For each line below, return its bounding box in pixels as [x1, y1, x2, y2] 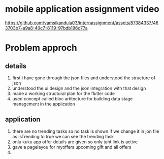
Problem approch [5, 42, 77, 54]
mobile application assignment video [5, 3, 160, 15]
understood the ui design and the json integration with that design [12, 85, 146, 91]
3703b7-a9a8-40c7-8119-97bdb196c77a [5, 25, 88, 31]
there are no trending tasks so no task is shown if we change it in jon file [12, 128, 159, 134]
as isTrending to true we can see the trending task [12, 133, 114, 139]
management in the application [12, 101, 75, 107]
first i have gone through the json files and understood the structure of [12, 75, 156, 81]
